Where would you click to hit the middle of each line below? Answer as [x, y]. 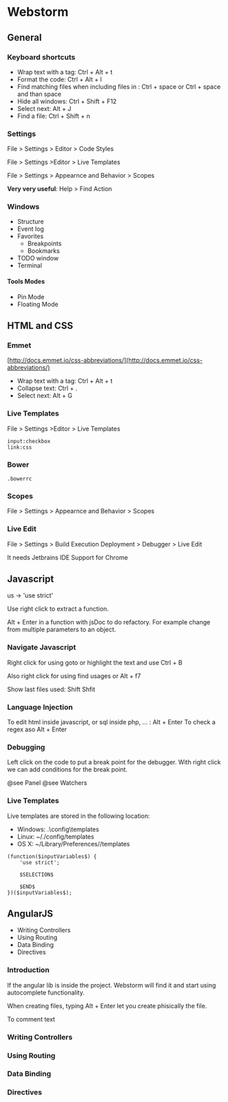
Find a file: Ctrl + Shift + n [54, 116]
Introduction [28, 970]
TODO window [38, 258]
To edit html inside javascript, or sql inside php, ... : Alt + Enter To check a [111, 722]
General [25, 38]
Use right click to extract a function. [58, 609]
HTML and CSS [40, 326]
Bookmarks [43, 251]
